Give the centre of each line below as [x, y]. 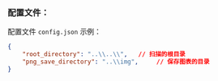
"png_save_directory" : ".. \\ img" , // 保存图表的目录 [116, 62]
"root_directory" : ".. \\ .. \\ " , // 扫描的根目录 [104, 55]
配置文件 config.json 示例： [55, 32]
